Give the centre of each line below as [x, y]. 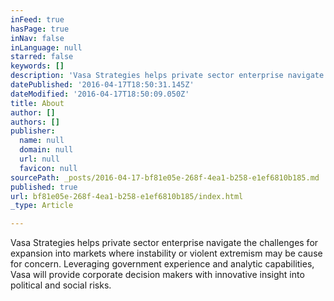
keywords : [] [37, 66]
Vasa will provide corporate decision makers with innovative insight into [157, 275]
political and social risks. [61, 285]
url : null [39, 159]
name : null [42, 141]
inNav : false [37, 38]
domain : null [46, 150]
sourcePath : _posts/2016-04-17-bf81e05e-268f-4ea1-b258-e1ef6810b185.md [165, 177]
